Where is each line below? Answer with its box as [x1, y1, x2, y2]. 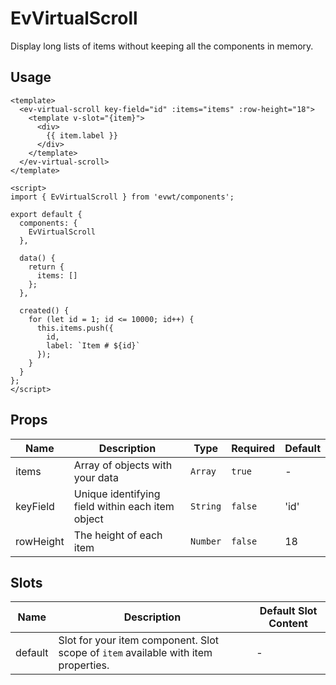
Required [231, 441, 276, 455]
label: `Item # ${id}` [46, 340, 141, 351]
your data [73, 470, 119, 484]
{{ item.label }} [46, 130, 118, 141]
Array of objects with [73, 458, 173, 472]
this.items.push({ [36, 323, 114, 333]
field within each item [73, 499, 175, 513]
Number [190, 535, 222, 547]
